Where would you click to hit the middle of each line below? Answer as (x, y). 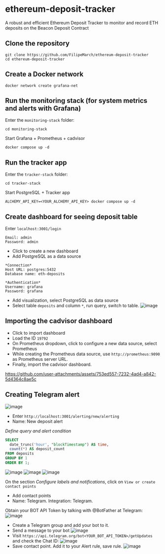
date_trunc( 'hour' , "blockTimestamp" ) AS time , (59, 445)
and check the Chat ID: (35, 541)
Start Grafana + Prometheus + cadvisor (45, 138)
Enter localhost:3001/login (33, 228)
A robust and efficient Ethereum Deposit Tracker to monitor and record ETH (82, 23)
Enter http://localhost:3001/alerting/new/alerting (66, 416)
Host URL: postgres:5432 (31, 270)
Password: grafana (24, 291)
